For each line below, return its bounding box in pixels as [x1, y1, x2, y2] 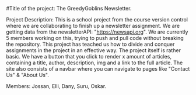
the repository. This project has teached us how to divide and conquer [6, 41, 175, 47]
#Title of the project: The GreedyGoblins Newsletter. [6, 5, 132, 12]
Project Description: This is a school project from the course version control [6, 16, 188, 23]
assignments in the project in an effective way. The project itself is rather [6, 47, 181, 54]
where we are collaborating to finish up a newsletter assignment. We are [6, 23, 180, 29]
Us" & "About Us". [6, 72, 50, 78]
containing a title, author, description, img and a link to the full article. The [6, 59, 183, 66]
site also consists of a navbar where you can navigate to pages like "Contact [6, 65, 190, 72]
